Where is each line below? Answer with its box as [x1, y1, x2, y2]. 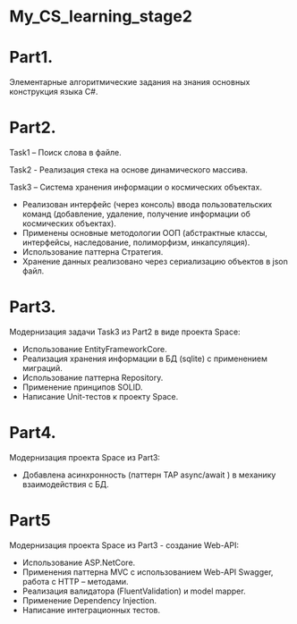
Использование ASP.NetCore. [21, 557, 136, 568]
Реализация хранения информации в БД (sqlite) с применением [21, 353, 268, 364]
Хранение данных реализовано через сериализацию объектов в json [21, 257, 288, 267]
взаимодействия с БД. [21, 478, 109, 489]
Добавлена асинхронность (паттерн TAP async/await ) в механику [21, 469, 276, 480]
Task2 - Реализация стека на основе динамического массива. [9, 164, 249, 175]
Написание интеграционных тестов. [21, 604, 161, 615]
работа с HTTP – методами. [21, 576, 129, 586]
